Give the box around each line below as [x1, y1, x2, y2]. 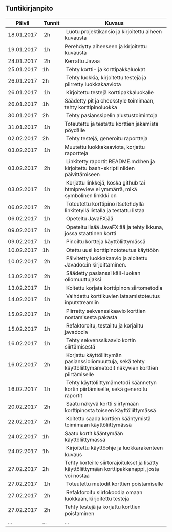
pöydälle [64, 127, 85, 134]
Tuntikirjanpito [5, 4, 53, 13]
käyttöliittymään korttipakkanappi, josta [64, 465, 160, 473]
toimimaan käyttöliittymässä [64, 421, 132, 428]
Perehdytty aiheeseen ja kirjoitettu [64, 43, 147, 50]
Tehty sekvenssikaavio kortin [66, 337, 136, 344]
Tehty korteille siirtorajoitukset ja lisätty [64, 459, 159, 466]
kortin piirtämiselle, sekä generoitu [64, 385, 147, 393]
